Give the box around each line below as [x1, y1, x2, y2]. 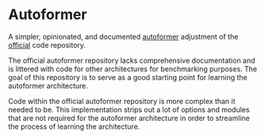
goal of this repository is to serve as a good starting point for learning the [8, 72, 248, 82]
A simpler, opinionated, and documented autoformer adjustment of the [8, 32, 239, 41]
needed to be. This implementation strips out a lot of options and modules [8, 105, 250, 114]
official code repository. [8, 40, 86, 49]
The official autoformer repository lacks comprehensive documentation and [8, 56, 255, 65]
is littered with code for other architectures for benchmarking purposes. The [8, 64, 258, 73]
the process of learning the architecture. [8, 122, 140, 131]
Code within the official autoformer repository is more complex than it [8, 96, 236, 106]
